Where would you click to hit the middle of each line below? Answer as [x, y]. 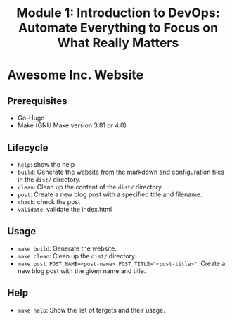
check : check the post [49, 202]
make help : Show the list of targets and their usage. [91, 310]
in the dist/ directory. [49, 180]
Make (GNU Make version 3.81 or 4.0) [72, 125]
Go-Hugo [31, 118]
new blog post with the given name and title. [82, 271]
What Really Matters [118, 43]
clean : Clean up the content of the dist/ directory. [90, 187]
